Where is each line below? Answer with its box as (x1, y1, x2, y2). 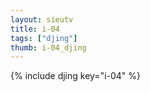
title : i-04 (10, 24, 60, 34)
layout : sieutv (10, 14, 74, 25)
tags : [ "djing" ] (10, 33, 78, 43)
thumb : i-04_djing (10, 42, 87, 53)
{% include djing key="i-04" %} (10, 70, 142, 82)
